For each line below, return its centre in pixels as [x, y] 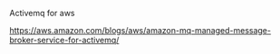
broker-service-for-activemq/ [64, 40]
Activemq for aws [42, 13]
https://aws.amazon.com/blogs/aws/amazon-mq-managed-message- [140, 30]
